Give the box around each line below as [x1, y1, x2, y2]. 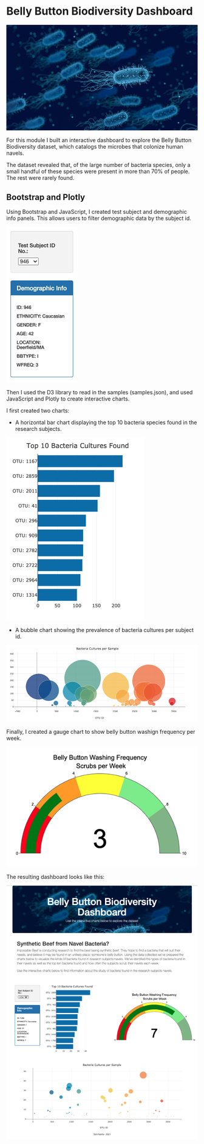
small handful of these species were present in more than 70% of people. [6, 168, 190, 175]
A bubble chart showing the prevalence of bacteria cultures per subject [15, 626, 194, 633]
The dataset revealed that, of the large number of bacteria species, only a [6, 162, 191, 169]
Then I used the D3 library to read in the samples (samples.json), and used [6, 388, 193, 396]
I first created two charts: [6, 407, 70, 414]
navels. [6, 149, 24, 157]
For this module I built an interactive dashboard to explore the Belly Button [6, 137, 192, 144]
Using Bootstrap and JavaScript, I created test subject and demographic [6, 208, 187, 215]
